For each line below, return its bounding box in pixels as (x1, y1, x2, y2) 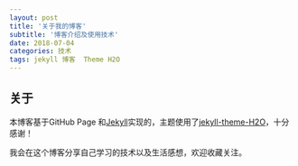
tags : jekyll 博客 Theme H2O (9, 55, 120, 64)
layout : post (9, 13, 59, 23)
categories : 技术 (9, 47, 72, 56)
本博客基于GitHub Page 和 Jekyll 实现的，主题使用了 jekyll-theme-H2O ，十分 (9, 116, 290, 127)
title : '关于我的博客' (9, 22, 87, 31)
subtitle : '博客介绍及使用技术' (9, 30, 119, 39)
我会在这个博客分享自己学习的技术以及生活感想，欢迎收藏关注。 (9, 146, 247, 158)
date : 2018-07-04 (9, 38, 75, 48)
